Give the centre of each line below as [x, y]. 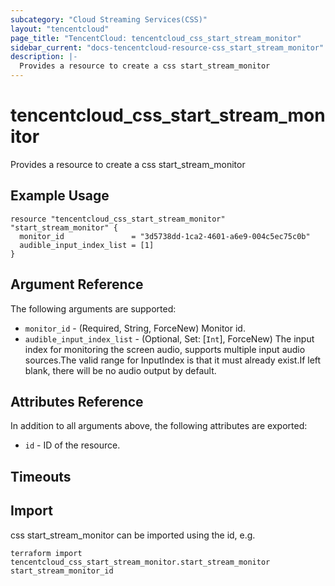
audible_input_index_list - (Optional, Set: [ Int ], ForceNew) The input [169, 338]
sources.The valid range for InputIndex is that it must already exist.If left [173, 360]
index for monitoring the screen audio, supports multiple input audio [165, 349]
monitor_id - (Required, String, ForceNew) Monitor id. [135, 328]
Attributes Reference [77, 401]
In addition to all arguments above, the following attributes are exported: [159, 426]
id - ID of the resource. [72, 445]
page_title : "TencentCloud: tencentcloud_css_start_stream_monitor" [156, 38]
